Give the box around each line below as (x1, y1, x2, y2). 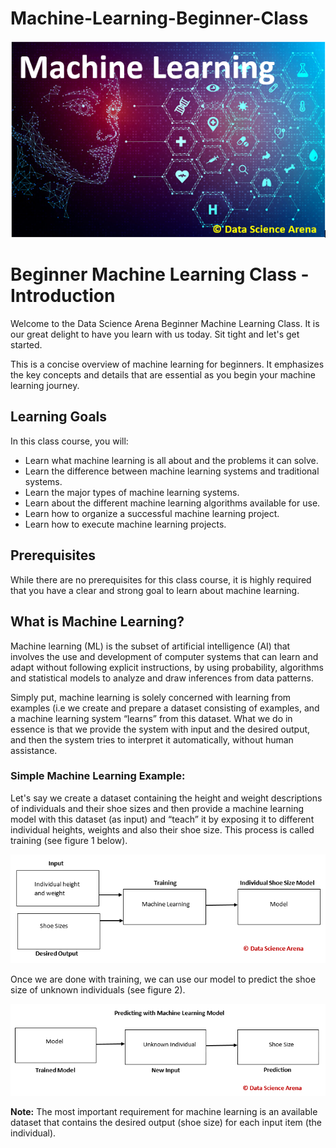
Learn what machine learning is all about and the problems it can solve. (24, 454, 319, 466)
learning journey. (10, 380, 80, 392)
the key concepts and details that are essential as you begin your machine (10, 369, 316, 381)
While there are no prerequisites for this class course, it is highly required (10, 573, 312, 586)
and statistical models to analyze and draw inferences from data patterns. (10, 672, 314, 684)
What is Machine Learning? (10, 613, 185, 631)
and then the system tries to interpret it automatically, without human (10, 733, 294, 746)
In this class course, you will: (10, 435, 129, 447)
